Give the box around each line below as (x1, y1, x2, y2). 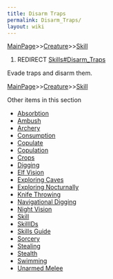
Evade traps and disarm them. (7, 69, 93, 77)
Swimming (17, 257, 48, 265)
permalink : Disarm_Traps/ (7, 17, 81, 24)
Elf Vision (17, 168, 45, 177)
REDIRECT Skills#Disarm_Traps (17, 56, 106, 64)
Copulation (17, 146, 49, 155)
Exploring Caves (17, 176, 64, 184)
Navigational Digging (17, 198, 77, 206)
